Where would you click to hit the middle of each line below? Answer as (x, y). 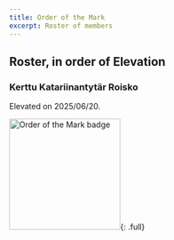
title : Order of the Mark (57, 17)
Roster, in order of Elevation (87, 62)
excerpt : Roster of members (61, 26)
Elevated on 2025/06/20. (55, 107)
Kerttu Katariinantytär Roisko (74, 87)
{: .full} (133, 227)
